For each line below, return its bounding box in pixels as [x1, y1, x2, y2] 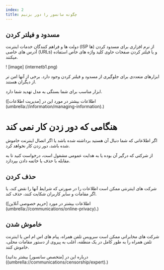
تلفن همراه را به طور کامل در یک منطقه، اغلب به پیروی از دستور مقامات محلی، [5, 239, 152, 245]
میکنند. [5, 54, 18, 60]
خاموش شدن [5, 220, 42, 229]
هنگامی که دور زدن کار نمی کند [5, 121, 117, 132]
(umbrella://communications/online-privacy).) [5, 206, 99, 212]
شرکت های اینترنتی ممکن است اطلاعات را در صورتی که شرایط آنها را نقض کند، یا [5, 186, 157, 192]
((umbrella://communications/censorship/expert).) [5, 259, 108, 265]
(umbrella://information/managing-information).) [5, 103, 105, 110]
